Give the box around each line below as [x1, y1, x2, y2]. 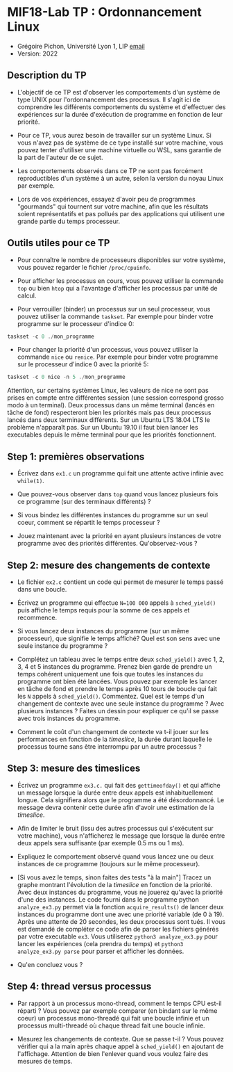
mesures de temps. [17, 1057, 73, 1065]
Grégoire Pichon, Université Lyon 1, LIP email [17, 42, 146, 50]
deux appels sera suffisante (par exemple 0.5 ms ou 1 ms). [17, 838, 184, 847]
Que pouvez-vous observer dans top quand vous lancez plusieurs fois [17, 490, 218, 498]
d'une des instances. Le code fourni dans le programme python [17, 895, 200, 904]
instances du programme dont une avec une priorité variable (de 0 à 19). [17, 910, 224, 918]
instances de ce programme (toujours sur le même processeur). [17, 859, 200, 868]
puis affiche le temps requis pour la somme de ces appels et [17, 606, 190, 614]
